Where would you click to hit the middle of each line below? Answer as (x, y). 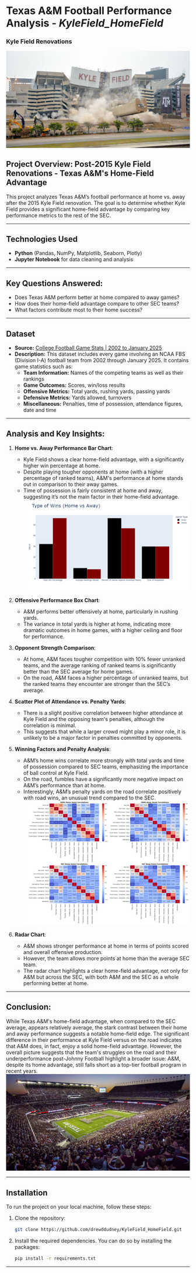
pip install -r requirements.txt (55, 1258)
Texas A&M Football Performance (89, 11)
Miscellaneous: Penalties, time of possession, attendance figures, (103, 404)
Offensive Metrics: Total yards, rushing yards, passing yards (97, 392)
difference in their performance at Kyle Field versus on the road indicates (94, 1039)
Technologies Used (42, 239)
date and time (40, 410)
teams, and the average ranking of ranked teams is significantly (99, 665)
